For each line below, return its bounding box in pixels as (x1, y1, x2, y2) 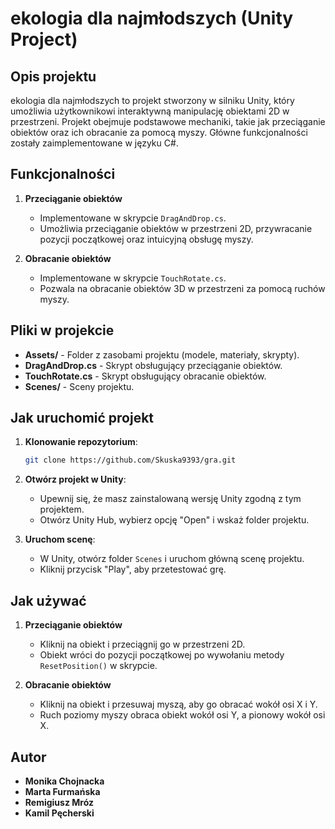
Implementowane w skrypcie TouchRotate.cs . (39, 272, 227, 284)
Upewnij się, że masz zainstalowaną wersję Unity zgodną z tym (39, 493, 302, 505)
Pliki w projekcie (10, 322, 115, 339)
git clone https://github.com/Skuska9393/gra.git (24, 455, 237, 466)
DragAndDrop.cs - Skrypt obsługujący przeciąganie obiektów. (24, 359, 283, 371)
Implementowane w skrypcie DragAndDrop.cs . (39, 212, 227, 224)
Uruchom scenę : (24, 533, 96, 546)
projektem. (39, 503, 85, 516)
